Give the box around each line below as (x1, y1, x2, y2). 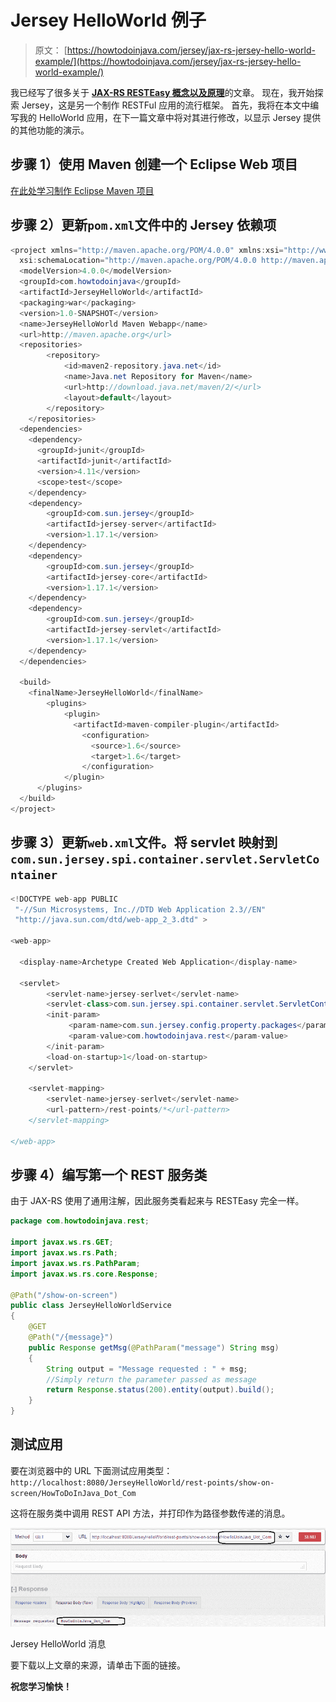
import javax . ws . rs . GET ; (10, 1237, 114, 1248)
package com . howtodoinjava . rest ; (10, 1216, 150, 1226)
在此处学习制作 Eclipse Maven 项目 (10, 184, 155, 196)
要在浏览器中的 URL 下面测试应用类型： (10, 1464, 173, 1476)
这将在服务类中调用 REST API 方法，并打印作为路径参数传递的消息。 (10, 1507, 291, 1519)
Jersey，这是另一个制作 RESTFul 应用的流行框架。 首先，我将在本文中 (21, 99, 311, 111)
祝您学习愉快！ (10, 1681, 72, 1693)
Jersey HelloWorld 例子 (10, 9, 207, 32)
